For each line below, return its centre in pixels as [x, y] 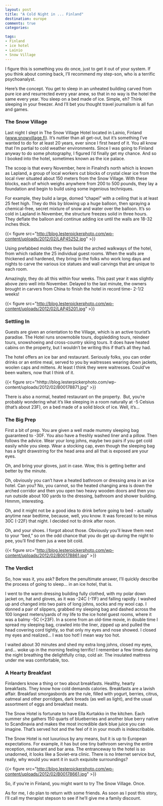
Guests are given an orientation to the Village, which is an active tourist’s [78, 332]
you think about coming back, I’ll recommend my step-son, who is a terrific [80, 74]
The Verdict [19, 568]
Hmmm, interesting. [25, 501]
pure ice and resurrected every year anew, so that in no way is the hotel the [81, 94]
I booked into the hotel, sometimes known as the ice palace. [65, 158]
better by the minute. [26, 471]
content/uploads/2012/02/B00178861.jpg [46, 555]
